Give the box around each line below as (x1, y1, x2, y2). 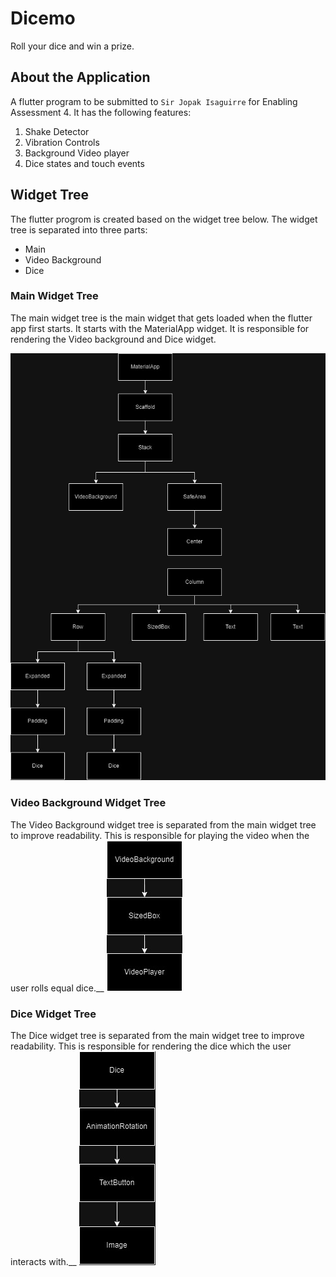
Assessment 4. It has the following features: (10, 106, 192, 118)
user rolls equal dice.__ (10, 982, 105, 994)
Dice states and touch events (24, 157, 145, 169)
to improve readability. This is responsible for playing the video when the (10, 829, 310, 841)
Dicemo (10, 7, 76, 30)
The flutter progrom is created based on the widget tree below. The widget (10, 213, 318, 225)
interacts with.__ (10, 1255, 77, 1267)
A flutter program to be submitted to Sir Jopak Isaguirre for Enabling (10, 95, 298, 107)
